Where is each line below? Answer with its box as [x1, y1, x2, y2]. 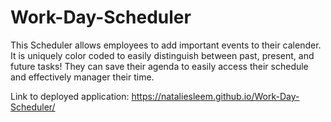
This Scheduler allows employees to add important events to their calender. [10, 39, 322, 51]
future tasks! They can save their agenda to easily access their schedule [10, 60, 309, 72]
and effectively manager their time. [10, 71, 155, 83]
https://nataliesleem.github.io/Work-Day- [131, 90, 300, 102]
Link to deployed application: [10, 90, 130, 102]
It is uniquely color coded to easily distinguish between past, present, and [10, 49, 315, 61]
